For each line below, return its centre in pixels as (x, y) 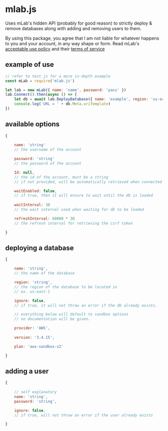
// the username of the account (48, 150)
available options (32, 124)
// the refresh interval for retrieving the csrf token (74, 223)
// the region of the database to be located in (66, 287)
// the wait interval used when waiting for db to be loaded (79, 210)
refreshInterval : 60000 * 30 (44, 219)
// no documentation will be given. (52, 319)
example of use (29, 64)
